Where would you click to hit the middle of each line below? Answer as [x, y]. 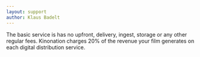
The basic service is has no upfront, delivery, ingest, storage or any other [97, 34]
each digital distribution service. [46, 47]
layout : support [26, 12]
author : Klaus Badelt [33, 17]
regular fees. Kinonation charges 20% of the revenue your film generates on [100, 41]
